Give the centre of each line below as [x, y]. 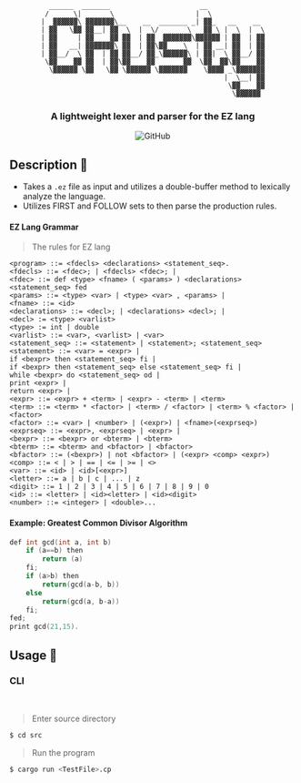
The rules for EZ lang [71, 247]
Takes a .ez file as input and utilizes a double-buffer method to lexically [156, 187]
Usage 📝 [33, 655]
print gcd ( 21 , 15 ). [44, 627]
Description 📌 [49, 164]
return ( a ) [63, 559]
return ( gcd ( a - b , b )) [81, 585]
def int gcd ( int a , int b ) [60, 542]
